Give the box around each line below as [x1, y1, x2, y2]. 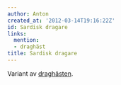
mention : [13, 37, 40, 44]
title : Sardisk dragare [7, 50, 78, 57]
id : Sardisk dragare [7, 23, 69, 30]
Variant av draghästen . [7, 69, 74, 78]
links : [7, 30, 27, 38]
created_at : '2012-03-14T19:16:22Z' [7, 17, 115, 24]
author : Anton [7, 10, 50, 18]
